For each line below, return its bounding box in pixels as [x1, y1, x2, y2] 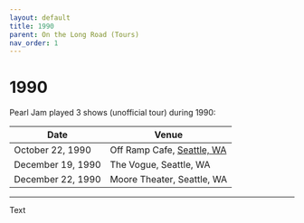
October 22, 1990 [14, 144, 92, 156]
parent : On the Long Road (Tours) [9, 30, 140, 39]
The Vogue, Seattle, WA [109, 159, 211, 172]
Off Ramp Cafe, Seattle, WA [109, 144, 227, 156]
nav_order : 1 [9, 38, 59, 48]
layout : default [9, 13, 71, 23]
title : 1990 [9, 22, 54, 31]
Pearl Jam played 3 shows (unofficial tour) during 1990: [9, 107, 216, 118]
